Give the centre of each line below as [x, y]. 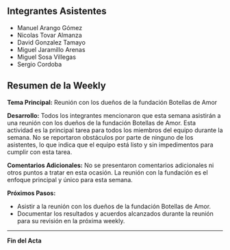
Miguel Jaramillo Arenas [51, 49]
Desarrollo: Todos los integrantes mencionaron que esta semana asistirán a [114, 115]
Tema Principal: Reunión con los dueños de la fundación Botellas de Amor [112, 102]
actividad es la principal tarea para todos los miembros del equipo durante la [115, 130]
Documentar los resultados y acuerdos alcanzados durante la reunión [115, 213]
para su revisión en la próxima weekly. [71, 221]
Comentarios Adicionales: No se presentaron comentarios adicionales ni [111, 165]
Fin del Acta [25, 240]
